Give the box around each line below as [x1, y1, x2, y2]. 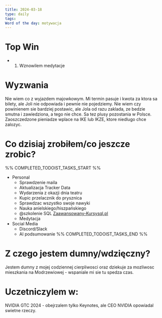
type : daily [5, 12, 29, 17]
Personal [12, 174, 30, 180]
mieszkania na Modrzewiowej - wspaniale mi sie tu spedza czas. [5, 269, 134, 275]
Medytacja [19, 216, 41, 221]
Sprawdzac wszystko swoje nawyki [19, 200, 90, 206]
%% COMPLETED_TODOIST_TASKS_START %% [5, 165, 101, 171]
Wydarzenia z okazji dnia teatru [19, 190, 82, 196]
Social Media [12, 221, 38, 227]
